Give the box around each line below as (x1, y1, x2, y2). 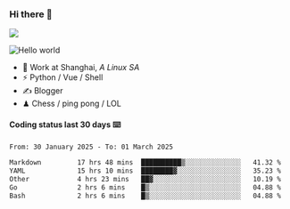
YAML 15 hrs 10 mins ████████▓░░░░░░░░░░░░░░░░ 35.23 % (9, 166, 281, 176)
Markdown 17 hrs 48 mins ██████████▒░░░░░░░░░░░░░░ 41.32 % (9, 158, 281, 167)
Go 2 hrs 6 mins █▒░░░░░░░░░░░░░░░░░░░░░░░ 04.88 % (9, 183, 281, 192)
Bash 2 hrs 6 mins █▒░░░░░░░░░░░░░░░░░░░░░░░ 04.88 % (9, 191, 281, 200)
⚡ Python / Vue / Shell (21, 72, 104, 83)
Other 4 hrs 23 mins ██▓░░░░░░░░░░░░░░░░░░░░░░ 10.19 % (9, 175, 281, 184)
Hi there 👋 (9, 8, 54, 20)
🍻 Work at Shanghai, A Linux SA (21, 62, 140, 73)
